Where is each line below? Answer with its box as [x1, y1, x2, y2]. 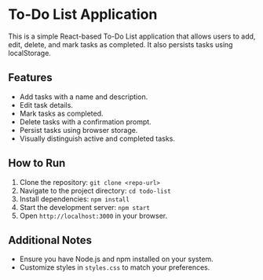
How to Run [8, 157, 66, 170]
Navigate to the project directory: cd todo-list [19, 186, 171, 195]
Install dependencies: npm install [19, 194, 130, 204]
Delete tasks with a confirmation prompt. [19, 116, 152, 127]
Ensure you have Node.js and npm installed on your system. [19, 254, 214, 264]
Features [8, 71, 53, 84]
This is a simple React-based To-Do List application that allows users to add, [8, 31, 256, 41]
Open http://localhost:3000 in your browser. [19, 211, 167, 220]
